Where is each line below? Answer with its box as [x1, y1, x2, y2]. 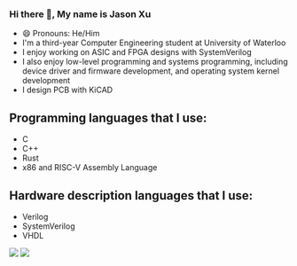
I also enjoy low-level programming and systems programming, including [21, 57, 288, 67]
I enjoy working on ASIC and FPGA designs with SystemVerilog [21, 47, 252, 58]
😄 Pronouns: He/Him [21, 28, 100, 39]
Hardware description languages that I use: [9, 188, 254, 203]
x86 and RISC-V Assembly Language [21, 162, 158, 173]
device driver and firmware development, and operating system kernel [21, 66, 280, 76]
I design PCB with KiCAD [21, 84, 113, 96]
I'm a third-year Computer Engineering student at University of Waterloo [21, 37, 286, 48]
